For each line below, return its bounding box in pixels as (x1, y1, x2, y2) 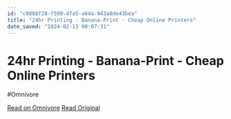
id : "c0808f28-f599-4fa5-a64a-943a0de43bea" (7, 10, 138, 17)
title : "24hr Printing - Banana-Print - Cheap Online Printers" (7, 17, 196, 24)
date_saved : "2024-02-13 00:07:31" (7, 23, 110, 30)
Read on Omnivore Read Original (7, 104, 100, 112)
